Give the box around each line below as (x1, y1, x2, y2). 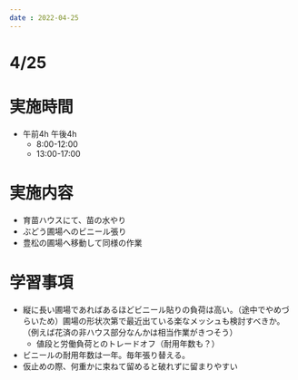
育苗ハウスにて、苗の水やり (22, 214, 127, 225)
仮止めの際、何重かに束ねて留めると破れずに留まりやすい (22, 360, 238, 372)
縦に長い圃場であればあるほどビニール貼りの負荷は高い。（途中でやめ (22, 304, 282, 315)
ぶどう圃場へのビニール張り (22, 226, 127, 237)
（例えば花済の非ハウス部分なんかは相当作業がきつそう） (22, 326, 238, 337)
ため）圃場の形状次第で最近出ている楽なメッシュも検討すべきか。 (38, 315, 285, 326)
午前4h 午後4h (22, 128, 77, 139)
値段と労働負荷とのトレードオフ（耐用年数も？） (35, 337, 220, 349)
